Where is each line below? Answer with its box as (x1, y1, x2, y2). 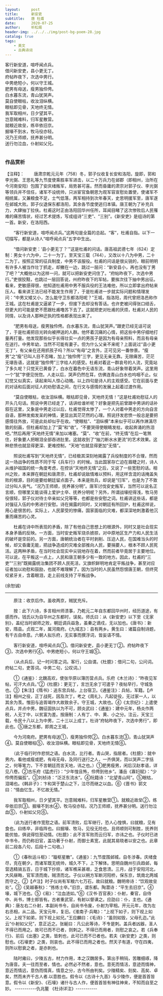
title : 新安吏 (5, 12, 42, 16)
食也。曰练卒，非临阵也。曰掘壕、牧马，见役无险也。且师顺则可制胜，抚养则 (5, 825, 158, 831)
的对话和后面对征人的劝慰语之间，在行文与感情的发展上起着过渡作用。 (5, 384, 146, 390)
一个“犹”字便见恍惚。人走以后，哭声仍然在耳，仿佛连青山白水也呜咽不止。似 (5, 372, 158, 377)
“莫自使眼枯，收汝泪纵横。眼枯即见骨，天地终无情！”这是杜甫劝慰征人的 (13, 394, 158, 400)
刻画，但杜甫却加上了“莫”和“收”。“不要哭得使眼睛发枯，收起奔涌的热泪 (13, 424, 155, 430)
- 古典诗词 (14, 48, 33, 52)
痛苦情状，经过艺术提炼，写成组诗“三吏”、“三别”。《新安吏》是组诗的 (13, 213, 151, 219)
